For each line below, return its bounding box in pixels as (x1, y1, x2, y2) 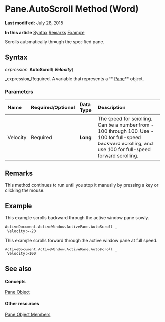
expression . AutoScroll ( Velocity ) (5, 66, 74, 72)
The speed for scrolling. (97, 115, 153, 122)
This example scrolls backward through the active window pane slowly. (5, 215, 149, 220)
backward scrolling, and (97, 140, 153, 147)
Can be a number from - (97, 122, 154, 129)
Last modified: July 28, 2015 (5, 20, 64, 26)
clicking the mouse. (5, 187, 45, 193)
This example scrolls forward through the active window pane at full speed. (5, 237, 158, 243)
